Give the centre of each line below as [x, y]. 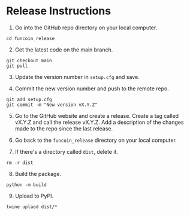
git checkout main [29, 60]
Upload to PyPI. [34, 196]
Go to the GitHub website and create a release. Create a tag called [96, 115]
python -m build [26, 185]
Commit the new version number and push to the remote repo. [92, 89]
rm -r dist [20, 163]
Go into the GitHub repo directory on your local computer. [86, 28]
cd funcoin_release [31, 38]
